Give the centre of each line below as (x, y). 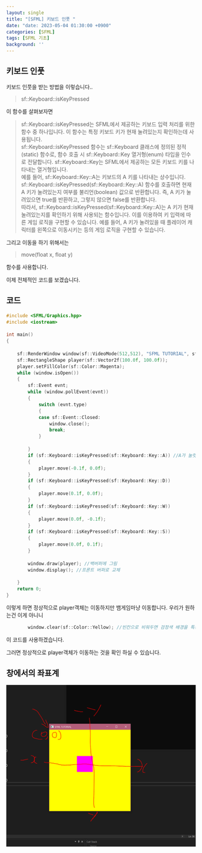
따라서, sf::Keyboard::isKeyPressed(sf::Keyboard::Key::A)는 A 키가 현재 (107, 207)
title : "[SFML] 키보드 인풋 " (41, 19)
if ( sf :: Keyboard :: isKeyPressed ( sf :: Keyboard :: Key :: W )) (99, 506)
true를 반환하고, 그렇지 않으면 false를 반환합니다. (99, 200)
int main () (20, 335)
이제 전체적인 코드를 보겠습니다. (43, 280)
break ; (57, 430)
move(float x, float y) (47, 254)
